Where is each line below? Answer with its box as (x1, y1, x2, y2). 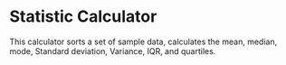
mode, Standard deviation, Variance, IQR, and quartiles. (9, 45, 216, 56)
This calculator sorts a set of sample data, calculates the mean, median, (9, 36, 278, 47)
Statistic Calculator (9, 6, 157, 27)
